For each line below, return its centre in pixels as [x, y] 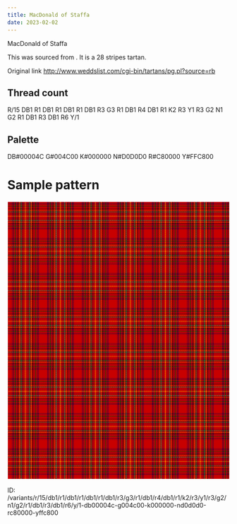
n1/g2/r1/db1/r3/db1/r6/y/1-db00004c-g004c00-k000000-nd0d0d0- [107, 506]
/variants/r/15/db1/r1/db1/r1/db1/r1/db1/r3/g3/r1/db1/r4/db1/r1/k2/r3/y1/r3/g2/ [117, 498]
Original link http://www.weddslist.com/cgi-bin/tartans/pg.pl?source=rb [111, 71]
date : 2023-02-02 [33, 22]
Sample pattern [54, 185]
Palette [23, 139]
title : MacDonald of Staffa [49, 15]
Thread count [38, 93]
